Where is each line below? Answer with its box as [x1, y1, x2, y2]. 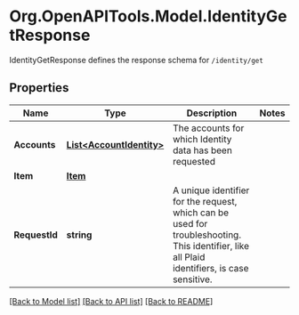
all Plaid [172, 251, 206, 263]
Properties [9, 80, 69, 95]
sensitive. [172, 273, 213, 286]
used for [172, 217, 208, 230]
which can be [172, 206, 230, 219]
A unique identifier [172, 184, 250, 197]
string [66, 229, 93, 241]
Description [186, 107, 238, 119]
